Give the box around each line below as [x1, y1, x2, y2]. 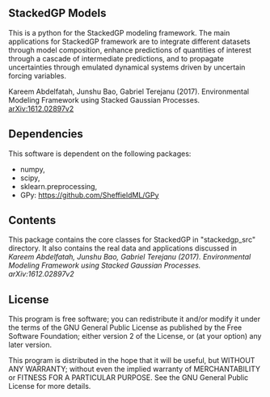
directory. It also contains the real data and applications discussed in [8, 243, 237, 253]
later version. [8, 340, 53, 350]
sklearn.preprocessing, [19, 181, 98, 191]
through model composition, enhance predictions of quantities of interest [8, 44, 252, 55]
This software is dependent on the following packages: [8, 149, 192, 158]
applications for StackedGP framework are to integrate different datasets [8, 36, 251, 46]
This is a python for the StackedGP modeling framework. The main [8, 27, 230, 37]
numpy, [19, 164, 46, 174]
